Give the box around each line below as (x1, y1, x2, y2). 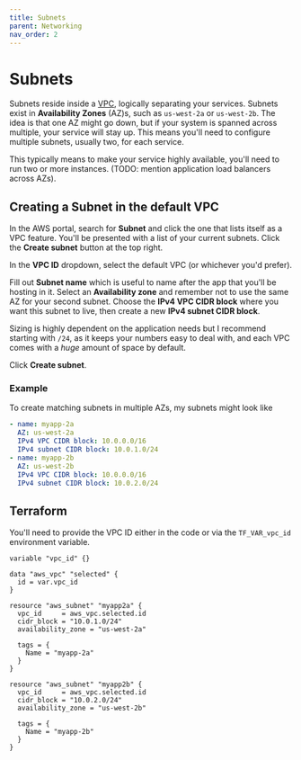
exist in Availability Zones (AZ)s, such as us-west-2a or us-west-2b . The (9, 108, 276, 119)
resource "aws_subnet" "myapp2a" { (9, 602, 143, 611)
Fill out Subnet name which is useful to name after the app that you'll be (9, 277, 277, 288)
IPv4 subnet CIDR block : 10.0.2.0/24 (17, 478, 159, 487)
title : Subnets (9, 13, 66, 22)
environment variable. (9, 537, 90, 548)
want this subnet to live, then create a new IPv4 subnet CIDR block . (9, 306, 261, 317)
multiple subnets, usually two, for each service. (9, 137, 184, 148)
